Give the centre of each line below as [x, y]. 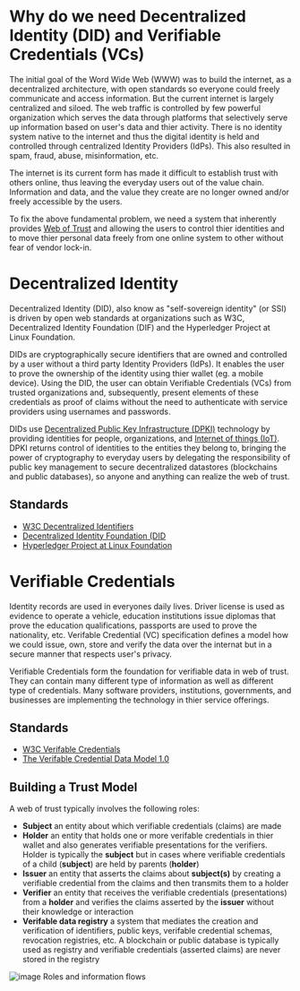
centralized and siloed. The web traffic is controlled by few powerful [135, 108]
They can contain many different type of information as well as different [141, 681]
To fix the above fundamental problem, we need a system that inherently [143, 219]
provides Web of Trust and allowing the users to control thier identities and [147, 228]
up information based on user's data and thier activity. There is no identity [146, 126]
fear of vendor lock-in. [51, 247]
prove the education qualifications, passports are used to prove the [133, 625]
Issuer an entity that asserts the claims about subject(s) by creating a [151, 874]
